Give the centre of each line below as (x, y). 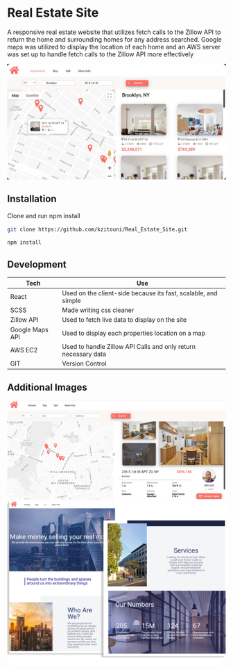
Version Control (84, 363)
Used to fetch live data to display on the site (124, 320)
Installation (32, 199)
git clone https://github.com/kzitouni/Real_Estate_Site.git (97, 229)
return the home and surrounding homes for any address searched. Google (114, 39)
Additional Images (48, 387)
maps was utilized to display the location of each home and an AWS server (114, 47)
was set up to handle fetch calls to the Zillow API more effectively (101, 54)
